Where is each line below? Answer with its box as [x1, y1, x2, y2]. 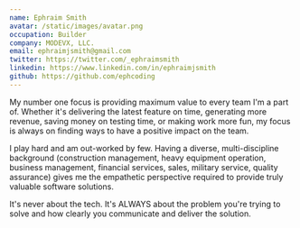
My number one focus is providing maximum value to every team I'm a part [9, 96, 289, 107]
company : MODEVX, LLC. [9, 38, 95, 48]
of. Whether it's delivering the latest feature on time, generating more [9, 105, 267, 117]
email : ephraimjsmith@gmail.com [9, 47, 131, 56]
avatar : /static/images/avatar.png [9, 22, 144, 31]
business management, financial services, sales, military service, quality [9, 161, 278, 172]
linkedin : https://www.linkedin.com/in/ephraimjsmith [9, 64, 217, 73]
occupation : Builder [9, 30, 88, 39]
